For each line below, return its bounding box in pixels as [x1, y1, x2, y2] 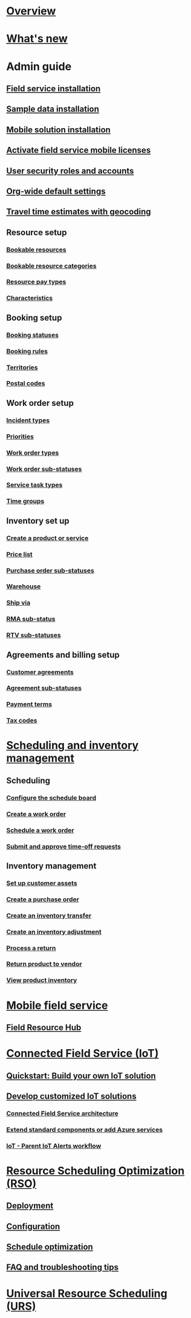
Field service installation [6, 83, 101, 94]
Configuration [6, 1221, 60, 1232]
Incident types [6, 416, 50, 424]
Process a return [6, 943, 56, 952]
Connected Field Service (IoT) [6, 1047, 159, 1061]
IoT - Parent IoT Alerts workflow [6, 1142, 102, 1150]
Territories [6, 363, 38, 371]
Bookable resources [6, 245, 66, 254]
